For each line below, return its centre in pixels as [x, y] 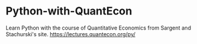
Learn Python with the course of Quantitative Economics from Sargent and [98, 28]
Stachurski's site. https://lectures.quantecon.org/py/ [70, 34]
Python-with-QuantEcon [69, 11]
